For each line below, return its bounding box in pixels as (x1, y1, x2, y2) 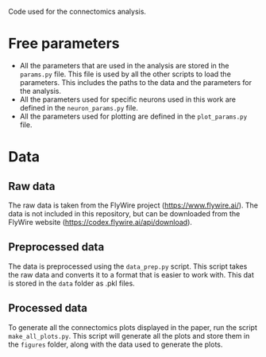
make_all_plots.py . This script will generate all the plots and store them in (8, 331, 250, 340)
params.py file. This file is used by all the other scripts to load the (19, 69, 232, 79)
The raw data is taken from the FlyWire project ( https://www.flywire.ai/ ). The (8, 200, 259, 210)
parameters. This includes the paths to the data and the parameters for (19, 77, 253, 87)
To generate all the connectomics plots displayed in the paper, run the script (8, 322, 258, 332)
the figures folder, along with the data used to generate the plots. (8, 340, 223, 349)
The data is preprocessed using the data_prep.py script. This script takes (8, 262, 248, 271)
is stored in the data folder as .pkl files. (8, 278, 135, 288)
